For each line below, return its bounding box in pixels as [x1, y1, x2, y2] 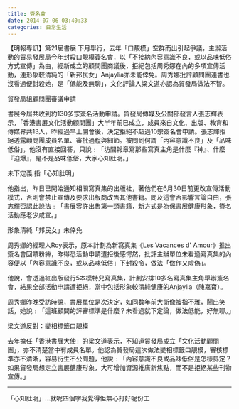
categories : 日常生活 [7, 23, 68, 31]
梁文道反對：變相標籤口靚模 [7, 322, 89, 330]
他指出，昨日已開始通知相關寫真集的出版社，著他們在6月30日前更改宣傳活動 [7, 184, 231, 192]
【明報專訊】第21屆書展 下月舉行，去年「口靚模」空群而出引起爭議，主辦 [7, 44, 222, 53]
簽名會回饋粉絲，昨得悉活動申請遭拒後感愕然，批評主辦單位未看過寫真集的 [7, 250, 225, 258]
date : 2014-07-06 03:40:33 [7, 17, 87, 24]
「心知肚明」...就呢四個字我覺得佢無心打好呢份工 [7, 394, 151, 403]
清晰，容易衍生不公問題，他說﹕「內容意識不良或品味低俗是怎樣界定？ [26, 354, 232, 363]
